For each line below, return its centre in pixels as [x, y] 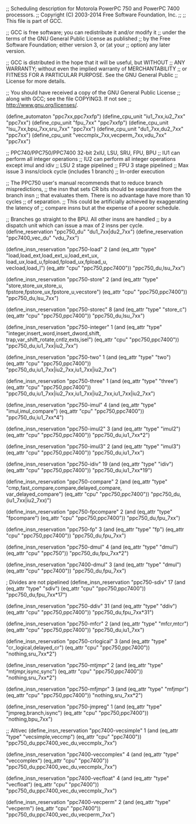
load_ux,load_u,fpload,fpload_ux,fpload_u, [57, 262]
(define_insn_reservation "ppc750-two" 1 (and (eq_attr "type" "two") [89, 357]
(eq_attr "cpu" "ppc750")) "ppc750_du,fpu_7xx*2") [67, 553]
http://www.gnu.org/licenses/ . [42, 105]
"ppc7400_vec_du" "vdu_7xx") [43, 238]
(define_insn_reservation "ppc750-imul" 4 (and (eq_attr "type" [81, 405]
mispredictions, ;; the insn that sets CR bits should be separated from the [94, 189]
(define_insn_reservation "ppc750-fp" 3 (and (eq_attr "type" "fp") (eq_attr [95, 529]
